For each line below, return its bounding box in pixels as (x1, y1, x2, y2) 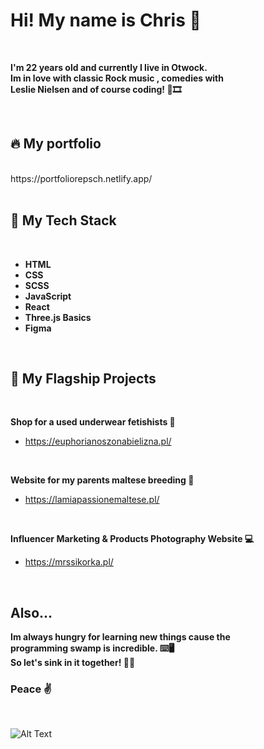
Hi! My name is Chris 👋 (10, 9, 202, 32)
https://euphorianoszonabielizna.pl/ (24, 435, 172, 448)
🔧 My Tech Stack (10, 212, 117, 229)
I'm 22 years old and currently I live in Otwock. (10, 61, 208, 73)
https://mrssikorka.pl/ (24, 556, 114, 568)
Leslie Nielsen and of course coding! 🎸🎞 (10, 83, 182, 95)
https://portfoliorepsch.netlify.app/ (10, 172, 153, 184)
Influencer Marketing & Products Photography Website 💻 (10, 533, 255, 545)
